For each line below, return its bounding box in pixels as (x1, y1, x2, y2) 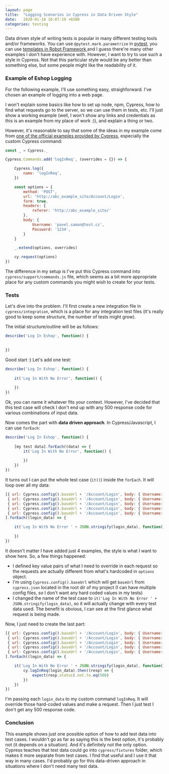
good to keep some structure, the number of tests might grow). (5, 314, 136, 320)
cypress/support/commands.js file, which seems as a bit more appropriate (5, 274, 157, 280)
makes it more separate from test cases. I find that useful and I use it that (5, 752, 157, 758)
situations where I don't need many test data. (5, 763, 99, 769)
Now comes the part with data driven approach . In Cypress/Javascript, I (5, 420, 156, 426)
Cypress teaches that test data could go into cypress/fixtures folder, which (5, 747, 162, 753)
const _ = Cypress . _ (5, 148, 49, 153)
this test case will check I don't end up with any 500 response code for (5, 405, 152, 411)
